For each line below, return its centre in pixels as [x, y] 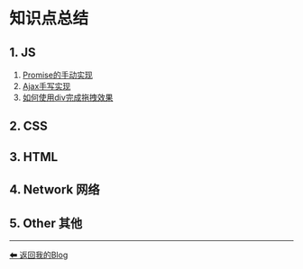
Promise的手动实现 [57, 75]
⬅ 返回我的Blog [39, 255]
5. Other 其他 [46, 223]
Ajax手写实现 [46, 86]
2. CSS [28, 126]
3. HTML [34, 157]
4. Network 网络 [55, 190]
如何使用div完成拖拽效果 [68, 97]
